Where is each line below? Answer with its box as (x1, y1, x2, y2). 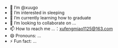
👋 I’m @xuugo (9, 5, 38, 10)
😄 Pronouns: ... (9, 33, 42, 38)
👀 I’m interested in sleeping (9, 10, 65, 16)
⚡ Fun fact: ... (9, 38, 37, 44)
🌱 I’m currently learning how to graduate (9, 15, 92, 20)
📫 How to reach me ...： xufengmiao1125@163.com (9, 26, 113, 32)
